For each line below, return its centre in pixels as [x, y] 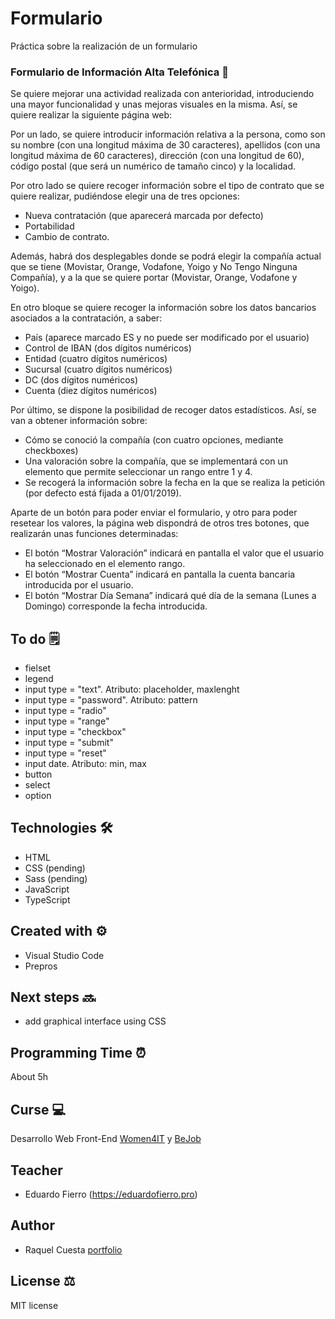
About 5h [29, 1077]
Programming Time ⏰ [78, 1052]
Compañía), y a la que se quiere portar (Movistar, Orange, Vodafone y [154, 278]
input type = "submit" [69, 743]
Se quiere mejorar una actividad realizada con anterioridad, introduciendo [162, 94]
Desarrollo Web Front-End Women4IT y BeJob [106, 1139]
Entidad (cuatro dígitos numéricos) [96, 359]
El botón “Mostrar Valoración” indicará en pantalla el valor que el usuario [174, 553]
